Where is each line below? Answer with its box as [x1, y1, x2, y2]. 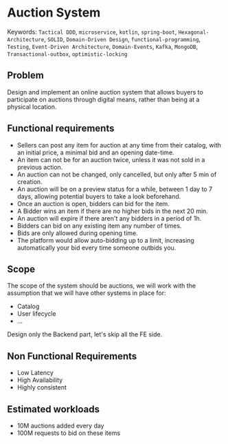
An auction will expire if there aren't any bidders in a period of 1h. [16, 214, 202, 222]
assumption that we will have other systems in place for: [7, 289, 166, 297]
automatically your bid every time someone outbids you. [16, 243, 176, 252]
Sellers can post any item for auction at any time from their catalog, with [16, 141, 222, 149]
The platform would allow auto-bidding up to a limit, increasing [16, 236, 194, 244]
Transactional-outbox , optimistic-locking [7, 50, 128, 58]
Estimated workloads [7, 403, 100, 415]
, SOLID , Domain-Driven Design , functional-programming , [43, 34, 201, 43]
